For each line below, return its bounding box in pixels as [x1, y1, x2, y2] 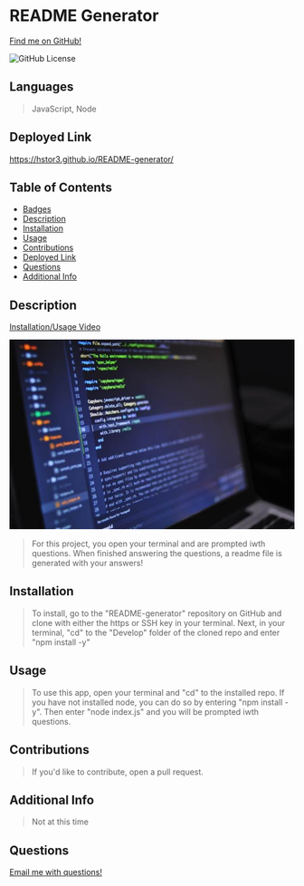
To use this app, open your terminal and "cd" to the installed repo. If [31, 687, 285, 698]
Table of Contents [9, 179, 113, 195]
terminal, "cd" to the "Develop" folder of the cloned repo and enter [31, 627, 280, 638]
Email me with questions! [9, 867, 102, 878]
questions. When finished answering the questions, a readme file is [31, 548, 282, 559]
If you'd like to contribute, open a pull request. [31, 766, 204, 777]
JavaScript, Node [31, 103, 97, 114]
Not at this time [31, 816, 89, 827]
